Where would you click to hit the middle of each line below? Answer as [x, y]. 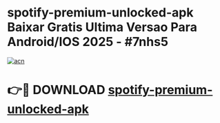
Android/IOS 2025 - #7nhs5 [88, 42]
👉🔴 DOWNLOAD [56, 90]
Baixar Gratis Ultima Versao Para [102, 27]
